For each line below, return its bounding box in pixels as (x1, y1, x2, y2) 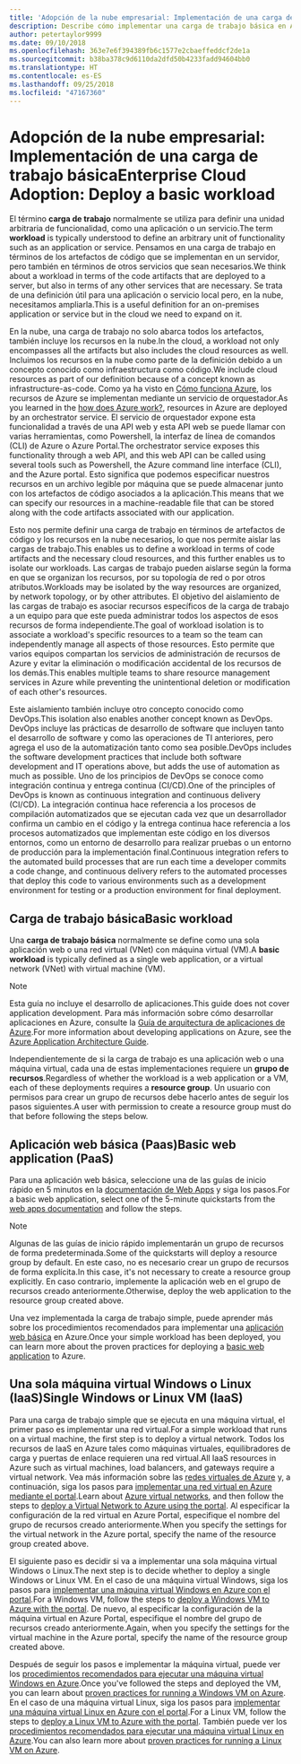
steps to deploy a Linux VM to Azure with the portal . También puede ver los (9, 1716, 288, 1726)
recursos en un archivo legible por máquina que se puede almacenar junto (9, 479, 284, 490)
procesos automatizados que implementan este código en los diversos (9, 828, 271, 839)
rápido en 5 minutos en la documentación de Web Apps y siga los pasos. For (9, 1185, 290, 1195)
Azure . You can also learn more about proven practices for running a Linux (9, 1734, 282, 1745)
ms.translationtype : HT (9, 64, 99, 73)
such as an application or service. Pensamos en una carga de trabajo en (9, 242, 276, 253)
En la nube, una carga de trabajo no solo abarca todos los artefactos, (9, 326, 264, 337)
